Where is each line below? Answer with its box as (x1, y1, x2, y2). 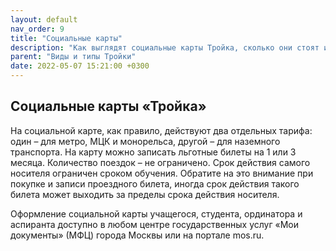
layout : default (10, 14, 78, 25)
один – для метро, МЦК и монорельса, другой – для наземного (10, 135, 281, 147)
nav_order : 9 (10, 24, 65, 34)
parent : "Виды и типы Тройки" (10, 52, 137, 62)
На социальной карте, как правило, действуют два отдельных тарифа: (10, 124, 313, 136)
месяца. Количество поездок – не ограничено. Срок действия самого (10, 156, 311, 168)
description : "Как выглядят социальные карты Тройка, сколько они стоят (10, 42, 320, 53)
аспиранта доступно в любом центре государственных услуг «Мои (10, 218, 300, 230)
